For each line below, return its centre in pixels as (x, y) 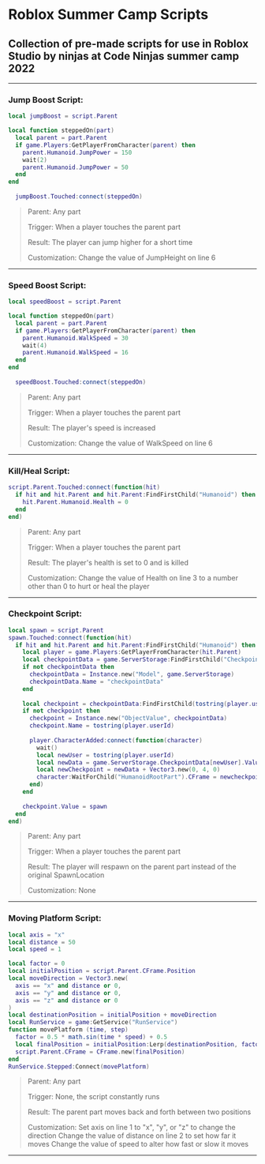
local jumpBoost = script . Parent (63, 116)
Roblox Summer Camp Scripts (108, 15)
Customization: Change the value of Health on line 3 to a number (133, 577)
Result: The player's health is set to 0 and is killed (108, 562)
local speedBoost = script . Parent (65, 302)
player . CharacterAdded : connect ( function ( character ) (116, 740)
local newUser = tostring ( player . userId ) (106, 755)
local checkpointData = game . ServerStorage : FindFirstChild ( (123, 660)
